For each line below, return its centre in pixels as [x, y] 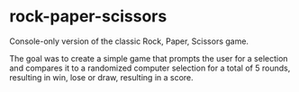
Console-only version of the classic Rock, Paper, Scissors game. [129, 41]
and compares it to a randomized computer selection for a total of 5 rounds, [150, 68]
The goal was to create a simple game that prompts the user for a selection [149, 58]
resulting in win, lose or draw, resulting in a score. [101, 77]
